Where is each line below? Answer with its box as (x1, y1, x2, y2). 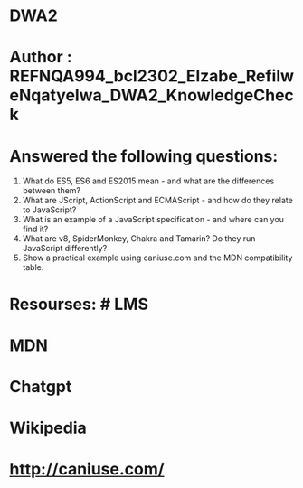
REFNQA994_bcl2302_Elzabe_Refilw (9, 66, 295, 87)
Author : (9, 47, 72, 68)
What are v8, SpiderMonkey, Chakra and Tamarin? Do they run (22, 233, 256, 244)
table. (22, 262, 44, 273)
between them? (22, 185, 81, 196)
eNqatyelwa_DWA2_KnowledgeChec (9, 85, 294, 106)
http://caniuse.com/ (9, 459, 165, 480)
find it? (22, 223, 49, 235)
